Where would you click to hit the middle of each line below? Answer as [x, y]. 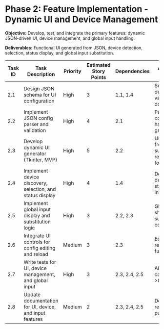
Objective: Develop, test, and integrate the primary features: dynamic [75, 33]
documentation [41, 301]
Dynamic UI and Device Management [82, 19]
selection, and [40, 189]
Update [32, 294]
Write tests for [40, 262]
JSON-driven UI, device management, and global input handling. [70, 38]
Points [99, 77]
